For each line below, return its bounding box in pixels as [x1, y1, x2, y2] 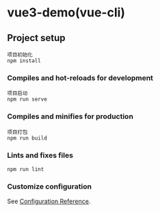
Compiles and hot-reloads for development [7, 73, 154, 83]
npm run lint [7, 165, 44, 172]
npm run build [7, 135, 48, 142]
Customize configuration [7, 181, 92, 191]
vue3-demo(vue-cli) [7, 5, 125, 21]
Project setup [7, 32, 66, 44]
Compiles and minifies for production [7, 111, 133, 121]
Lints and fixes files [7, 150, 74, 160]
